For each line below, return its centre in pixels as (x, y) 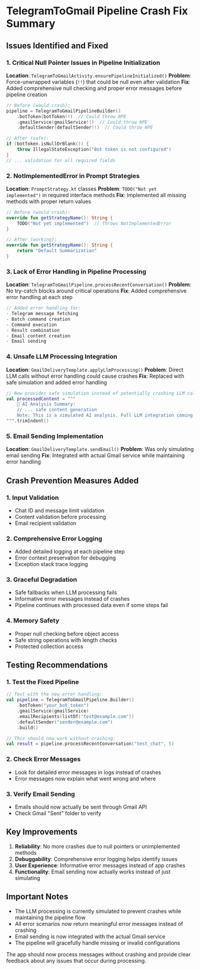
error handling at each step (40, 297)
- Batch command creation (38, 319)
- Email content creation (38, 336)
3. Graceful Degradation (42, 580)
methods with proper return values (49, 201)
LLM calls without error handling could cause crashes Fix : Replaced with (95, 376)
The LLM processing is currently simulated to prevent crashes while (98, 911)
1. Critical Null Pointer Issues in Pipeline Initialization (83, 63)
